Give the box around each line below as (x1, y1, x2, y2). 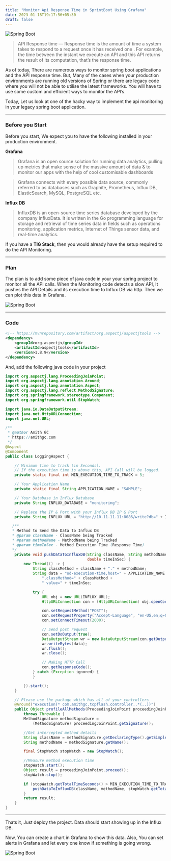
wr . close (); (41, 651, 67, 656)
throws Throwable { (23, 712, 65, 717)
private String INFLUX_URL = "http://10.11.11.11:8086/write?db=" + (14, 514, 163, 519)
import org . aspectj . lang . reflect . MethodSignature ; (5, 388, 115, 393)
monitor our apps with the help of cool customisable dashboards (17, 169, 154, 175)
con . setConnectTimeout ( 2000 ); (41, 618, 106, 623)
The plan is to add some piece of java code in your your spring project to (5, 275, 158, 282)
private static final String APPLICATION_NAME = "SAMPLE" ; (14, 487, 142, 492)
